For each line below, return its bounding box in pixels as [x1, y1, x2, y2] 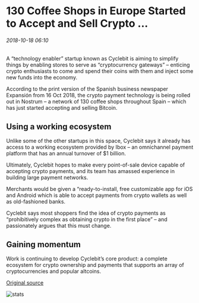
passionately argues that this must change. [6, 222, 112, 229]
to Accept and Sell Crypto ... [6, 17, 149, 30]
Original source [6, 279, 44, 286]
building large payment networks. [6, 174, 89, 181]
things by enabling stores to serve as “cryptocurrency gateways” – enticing [6, 61, 190, 69]
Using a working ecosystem [6, 122, 112, 132]
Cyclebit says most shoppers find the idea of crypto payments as [6, 209, 166, 217]
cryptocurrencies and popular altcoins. [6, 268, 102, 275]
